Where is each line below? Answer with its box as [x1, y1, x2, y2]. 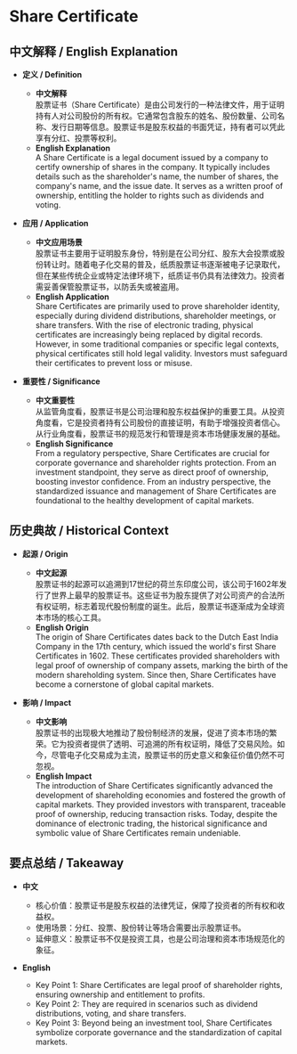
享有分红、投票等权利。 [35, 133, 122, 143]
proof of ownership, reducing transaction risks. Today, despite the [35, 808, 278, 819]
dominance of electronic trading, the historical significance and [35, 818, 268, 829]
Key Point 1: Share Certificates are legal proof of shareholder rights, [35, 979, 283, 990]
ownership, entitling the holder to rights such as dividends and [35, 190, 265, 200]
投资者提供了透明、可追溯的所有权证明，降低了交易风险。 [66, 738, 277, 749]
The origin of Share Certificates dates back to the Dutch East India [35, 631, 278, 642]
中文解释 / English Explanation [9, 44, 179, 59]
